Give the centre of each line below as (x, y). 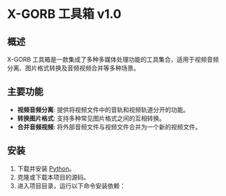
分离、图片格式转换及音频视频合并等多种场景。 (73, 68)
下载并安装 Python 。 (46, 168)
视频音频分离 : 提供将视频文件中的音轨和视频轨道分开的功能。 (103, 109)
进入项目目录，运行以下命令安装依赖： (71, 186)
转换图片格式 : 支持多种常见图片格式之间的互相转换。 (91, 118)
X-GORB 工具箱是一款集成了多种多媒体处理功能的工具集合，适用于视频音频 (113, 59)
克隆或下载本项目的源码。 (53, 177)
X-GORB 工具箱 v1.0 (64, 14)
